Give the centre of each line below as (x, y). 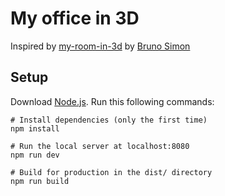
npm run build (40, 181)
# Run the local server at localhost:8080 (100, 146)
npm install (35, 128)
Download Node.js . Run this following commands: (112, 101)
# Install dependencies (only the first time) (109, 120)
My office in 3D (75, 18)
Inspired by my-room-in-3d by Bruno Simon (100, 46)
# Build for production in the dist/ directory (111, 172)
